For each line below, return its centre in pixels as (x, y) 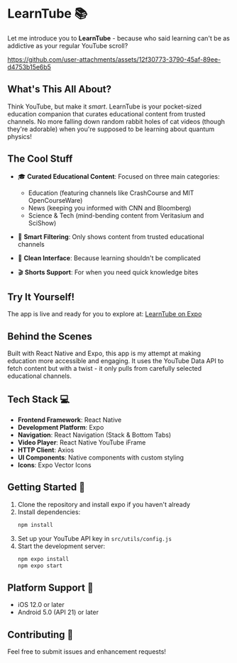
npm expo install (43, 559)
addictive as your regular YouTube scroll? (68, 45)
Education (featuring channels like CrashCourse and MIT (111, 193)
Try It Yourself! (41, 297)
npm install (35, 525)
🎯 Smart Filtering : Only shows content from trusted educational (111, 236)
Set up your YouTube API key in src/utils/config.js (95, 538)
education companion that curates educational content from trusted (106, 113)
